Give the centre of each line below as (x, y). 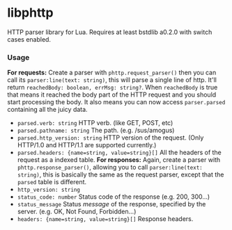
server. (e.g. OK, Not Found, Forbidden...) (77, 212)
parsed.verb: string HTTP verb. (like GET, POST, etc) (95, 123)
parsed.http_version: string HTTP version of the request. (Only (110, 138)
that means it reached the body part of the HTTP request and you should (112, 95)
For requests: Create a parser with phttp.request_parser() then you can (112, 73)
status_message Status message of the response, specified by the (111, 204)
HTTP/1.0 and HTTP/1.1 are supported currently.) (87, 145)
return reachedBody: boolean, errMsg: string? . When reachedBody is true (113, 88)
